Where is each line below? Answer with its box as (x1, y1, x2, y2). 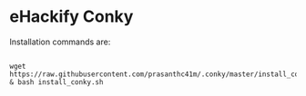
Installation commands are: (9, 36, 111, 47)
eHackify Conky (9, 6, 134, 27)
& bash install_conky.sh (9, 77, 104, 87)
